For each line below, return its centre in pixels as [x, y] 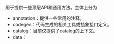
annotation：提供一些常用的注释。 [48, 18]
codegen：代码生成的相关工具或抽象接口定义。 [62, 25]
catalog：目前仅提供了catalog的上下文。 [55, 31]
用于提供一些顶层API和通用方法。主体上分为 [51, 7]
